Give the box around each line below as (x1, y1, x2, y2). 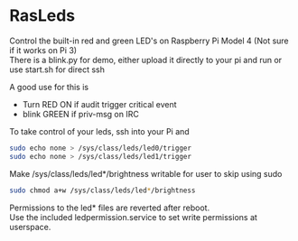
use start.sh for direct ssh (9, 64, 106, 75)
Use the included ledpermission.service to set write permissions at (9, 211, 257, 222)
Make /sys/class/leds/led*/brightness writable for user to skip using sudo (9, 168, 283, 179)
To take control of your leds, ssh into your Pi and (9, 125, 190, 136)
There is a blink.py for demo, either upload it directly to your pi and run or (9, 54, 283, 65)
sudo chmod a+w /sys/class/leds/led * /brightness (9, 186, 196, 195)
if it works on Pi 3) (9, 44, 78, 55)
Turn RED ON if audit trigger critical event (22, 98, 178, 109)
